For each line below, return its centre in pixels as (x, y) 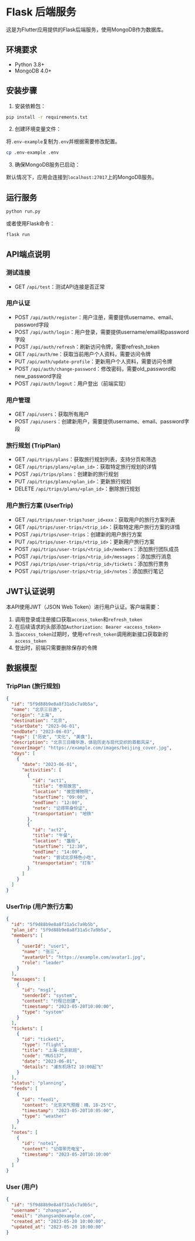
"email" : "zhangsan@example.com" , (53, 1216)
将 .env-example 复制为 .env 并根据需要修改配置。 (63, 141)
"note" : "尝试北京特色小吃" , (64, 857)
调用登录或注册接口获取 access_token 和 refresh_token (78, 619)
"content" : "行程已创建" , (51, 1001)
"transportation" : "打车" (63, 863)
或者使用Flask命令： (31, 223)
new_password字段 (38, 376)
